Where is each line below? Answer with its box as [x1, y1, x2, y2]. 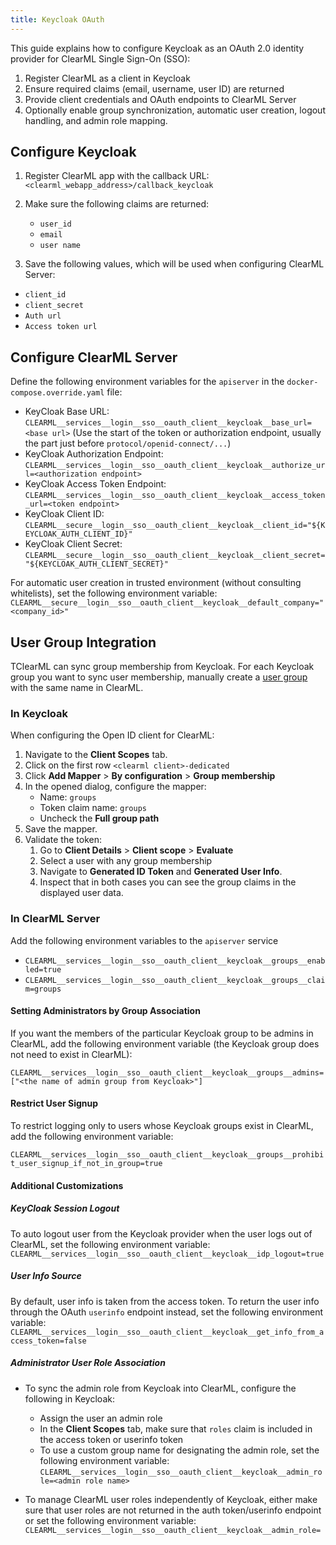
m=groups [24, 984, 62, 994]
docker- [286, 377, 319, 388]
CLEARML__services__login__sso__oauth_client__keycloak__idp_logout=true [10, 1249, 325, 1259]
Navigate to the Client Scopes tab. [24, 749, 168, 761]
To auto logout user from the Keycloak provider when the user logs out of [10, 1227, 313, 1240]
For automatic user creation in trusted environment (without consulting [10, 577, 302, 589]
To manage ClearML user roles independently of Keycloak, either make [24, 1493, 318, 1505]
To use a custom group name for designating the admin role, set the [39, 1444, 320, 1456]
